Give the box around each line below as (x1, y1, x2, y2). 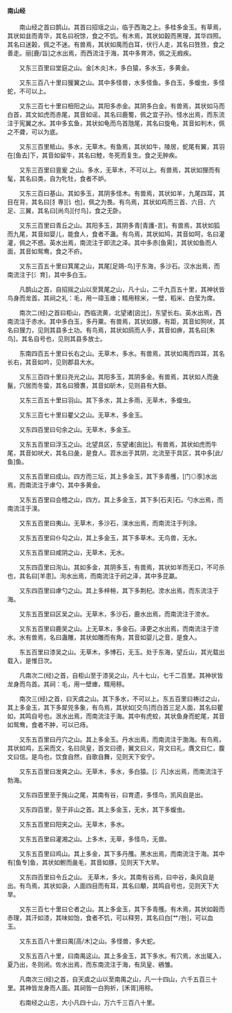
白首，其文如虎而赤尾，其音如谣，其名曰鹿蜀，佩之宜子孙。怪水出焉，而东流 (7, 111, 225, 119)
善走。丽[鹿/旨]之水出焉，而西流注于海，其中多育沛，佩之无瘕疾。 (7, 49, 195, 57)
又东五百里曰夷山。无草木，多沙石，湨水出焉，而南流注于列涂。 (19, 519, 201, 528)
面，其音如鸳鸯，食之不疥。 (7, 247, 86, 256)
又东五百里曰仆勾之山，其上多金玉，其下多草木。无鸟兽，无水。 (19, 534, 201, 542)
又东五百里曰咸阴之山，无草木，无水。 (19, 548, 128, 557)
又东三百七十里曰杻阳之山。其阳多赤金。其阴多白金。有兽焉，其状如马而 (19, 102, 225, 110)
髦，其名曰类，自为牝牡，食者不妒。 (7, 174, 110, 183)
